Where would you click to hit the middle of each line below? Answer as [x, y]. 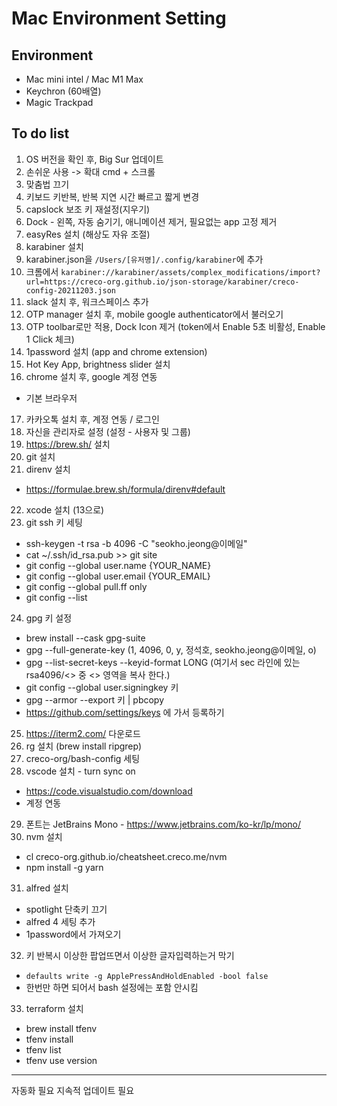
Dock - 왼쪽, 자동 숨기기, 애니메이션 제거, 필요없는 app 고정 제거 [151, 221]
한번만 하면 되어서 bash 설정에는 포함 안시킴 [112, 987]
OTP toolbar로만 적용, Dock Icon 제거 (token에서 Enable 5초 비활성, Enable [175, 326]
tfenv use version [61, 1060]
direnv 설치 [48, 469]
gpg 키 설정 [49, 618]
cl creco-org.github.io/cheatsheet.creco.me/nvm [126, 856]
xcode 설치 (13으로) [65, 509]
